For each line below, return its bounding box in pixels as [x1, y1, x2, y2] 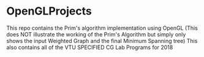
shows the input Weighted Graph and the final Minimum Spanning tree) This [6, 37, 198, 44]
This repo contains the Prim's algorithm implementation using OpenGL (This [6, 24, 198, 32]
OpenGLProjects [6, 4, 92, 18]
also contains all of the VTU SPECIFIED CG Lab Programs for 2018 [6, 44, 173, 51]
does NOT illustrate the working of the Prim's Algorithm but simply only [6, 30, 186, 38]
